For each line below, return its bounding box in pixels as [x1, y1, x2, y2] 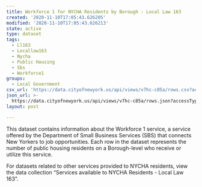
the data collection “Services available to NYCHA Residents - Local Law [6, 168, 184, 176]
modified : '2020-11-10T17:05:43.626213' [6, 20, 109, 26]
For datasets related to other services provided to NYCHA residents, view [6, 162, 188, 170]
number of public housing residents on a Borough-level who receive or [6, 144, 182, 152]
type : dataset [6, 31, 42, 37]
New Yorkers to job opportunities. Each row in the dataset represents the [6, 138, 187, 145]
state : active [6, 25, 42, 32]
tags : [6, 37, 20, 43]
